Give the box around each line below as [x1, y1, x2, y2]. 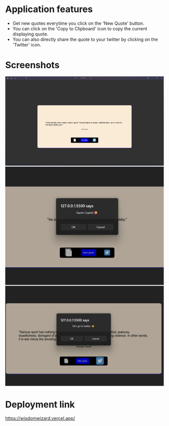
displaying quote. [12, 31, 49, 37]
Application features [5, 4, 93, 15]
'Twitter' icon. [12, 41, 41, 47]
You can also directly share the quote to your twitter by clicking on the [12, 36, 158, 42]
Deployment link [5, 399, 75, 410]
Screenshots [5, 60, 60, 71]
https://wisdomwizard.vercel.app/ [5, 415, 75, 421]
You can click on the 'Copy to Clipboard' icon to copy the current [12, 25, 147, 31]
